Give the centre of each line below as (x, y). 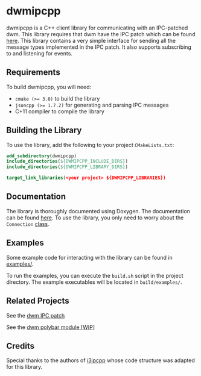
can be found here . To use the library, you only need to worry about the (95, 218)
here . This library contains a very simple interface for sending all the (91, 40)
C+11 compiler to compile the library (59, 111)
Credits (21, 346)
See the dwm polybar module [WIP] (51, 327)
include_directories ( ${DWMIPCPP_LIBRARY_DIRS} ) (67, 167)
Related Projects (38, 301)
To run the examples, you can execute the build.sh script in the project (95, 275)
